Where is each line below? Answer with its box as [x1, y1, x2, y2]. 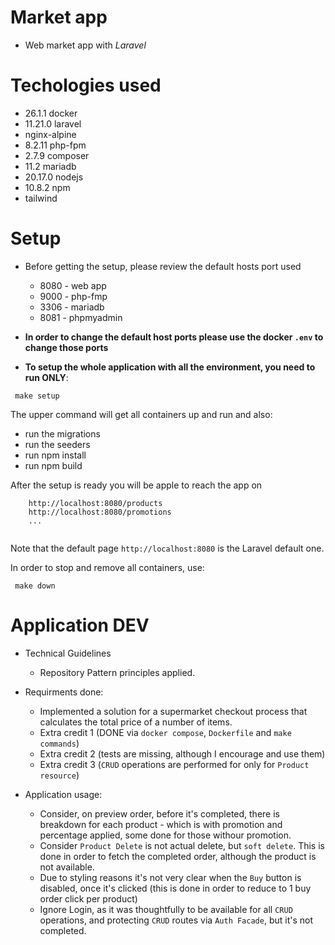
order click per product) [39, 892, 138, 905]
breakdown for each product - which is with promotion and [39, 818, 283, 830]
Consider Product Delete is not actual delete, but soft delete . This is [39, 839, 325, 851]
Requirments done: [24, 686, 104, 698]
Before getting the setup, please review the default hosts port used [24, 260, 302, 272]
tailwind [24, 192, 58, 204]
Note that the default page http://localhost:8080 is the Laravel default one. [10, 542, 325, 554]
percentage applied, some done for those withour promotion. [39, 829, 292, 841]
